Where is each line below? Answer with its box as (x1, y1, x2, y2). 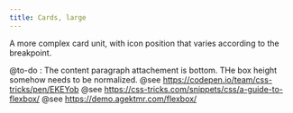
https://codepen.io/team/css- (162, 74, 273, 85)
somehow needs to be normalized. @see (9, 74, 161, 85)
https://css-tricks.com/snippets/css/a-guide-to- (104, 83, 284, 94)
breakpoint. (9, 47, 52, 58)
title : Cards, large (9, 13, 87, 22)
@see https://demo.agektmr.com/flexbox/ (41, 93, 197, 104)
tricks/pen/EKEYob (9, 83, 79, 94)
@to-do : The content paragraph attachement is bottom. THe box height (9, 65, 278, 75)
